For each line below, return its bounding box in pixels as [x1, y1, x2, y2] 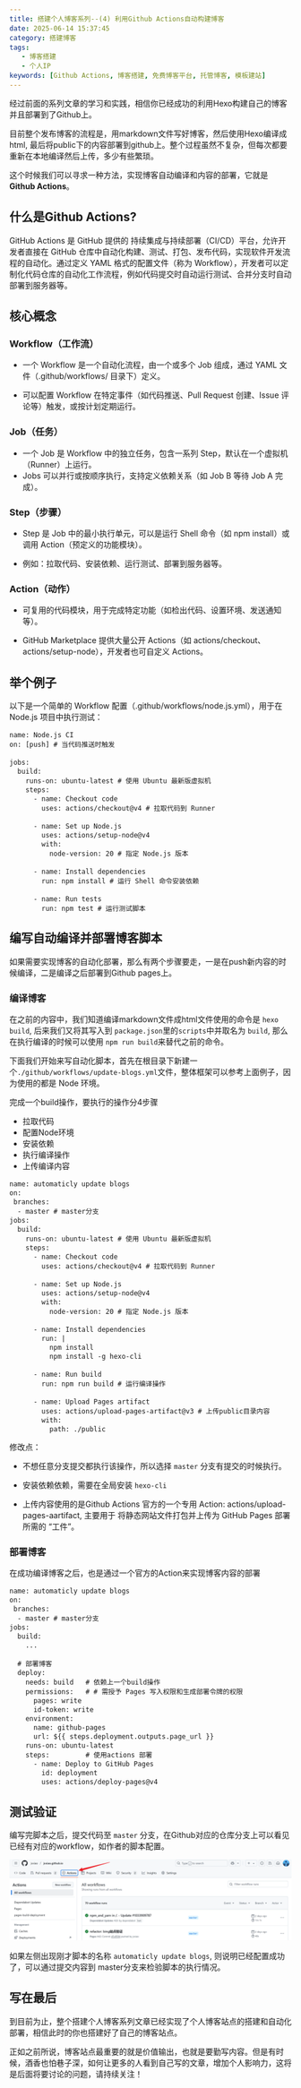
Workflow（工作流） [9, 338, 99, 349]
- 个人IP [21, 62, 51, 71]
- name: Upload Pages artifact [32, 1397, 150, 1406]
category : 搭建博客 [9, 33, 77, 42]
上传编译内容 [21, 1161, 70, 1172]
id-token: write [32, 1706, 94, 1714]
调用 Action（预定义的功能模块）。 [21, 538, 148, 550]
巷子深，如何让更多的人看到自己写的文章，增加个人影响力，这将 [56, 2057, 292, 2068]
